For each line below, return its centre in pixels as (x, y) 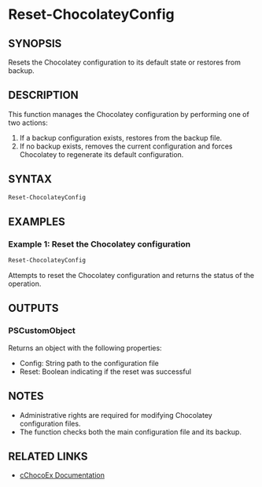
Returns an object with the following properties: (85, 348)
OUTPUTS (33, 308)
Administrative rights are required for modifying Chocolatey (116, 415)
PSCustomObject (42, 331)
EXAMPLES (37, 222)
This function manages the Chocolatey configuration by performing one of (129, 114)
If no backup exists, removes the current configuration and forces (126, 146)
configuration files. (50, 423)
